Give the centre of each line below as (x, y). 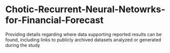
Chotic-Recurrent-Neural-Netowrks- (85, 9)
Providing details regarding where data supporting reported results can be (84, 34)
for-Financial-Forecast (55, 20)
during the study (23, 45)
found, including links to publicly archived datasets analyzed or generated (83, 40)
